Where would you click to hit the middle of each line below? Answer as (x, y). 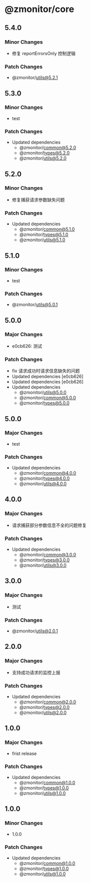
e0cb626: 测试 (27, 346)
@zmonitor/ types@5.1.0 (44, 235)
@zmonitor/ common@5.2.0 (47, 148)
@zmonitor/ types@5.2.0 (44, 153)
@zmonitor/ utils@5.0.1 (35, 305)
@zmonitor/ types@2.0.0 (44, 707)
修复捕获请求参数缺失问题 (38, 200)
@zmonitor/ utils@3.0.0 (43, 565)
